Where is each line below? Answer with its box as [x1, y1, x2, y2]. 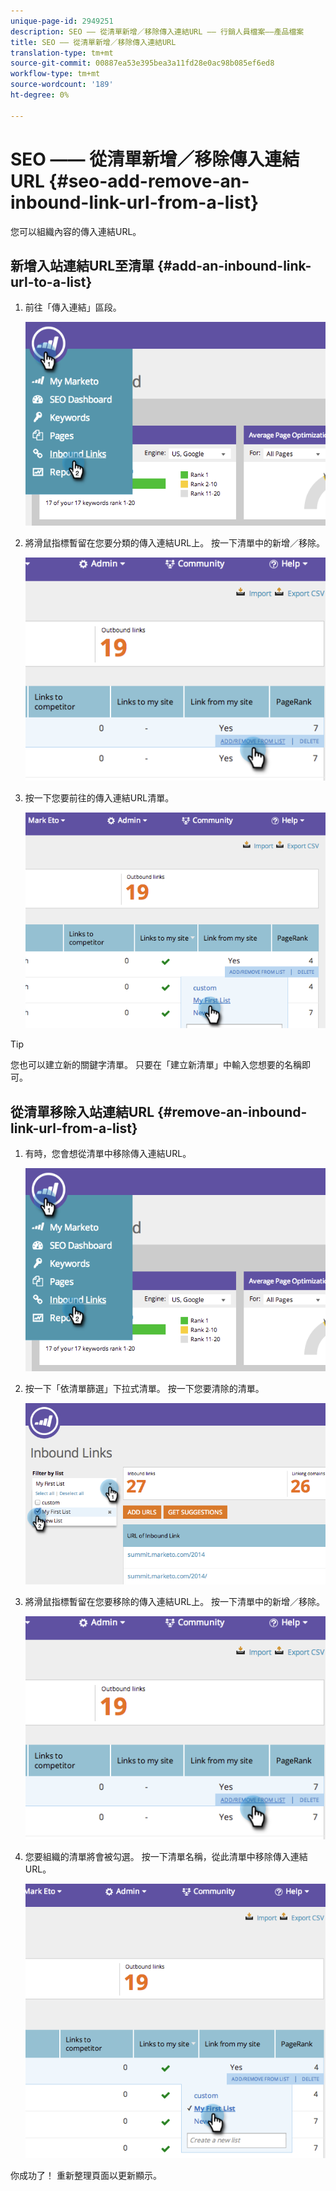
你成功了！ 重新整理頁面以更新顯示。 [10, 2169, 162, 2181]
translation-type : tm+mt [10, 48, 114, 58]
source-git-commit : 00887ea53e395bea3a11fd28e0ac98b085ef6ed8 [10, 58, 275, 69]
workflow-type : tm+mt [10, 69, 101, 79]
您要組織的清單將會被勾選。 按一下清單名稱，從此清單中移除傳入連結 [24, 1850, 308, 1862]
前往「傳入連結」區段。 [24, 301, 122, 314]
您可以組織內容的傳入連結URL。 [10, 225, 142, 237]
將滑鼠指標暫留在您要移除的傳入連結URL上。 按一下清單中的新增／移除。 [24, 1596, 326, 1608]
